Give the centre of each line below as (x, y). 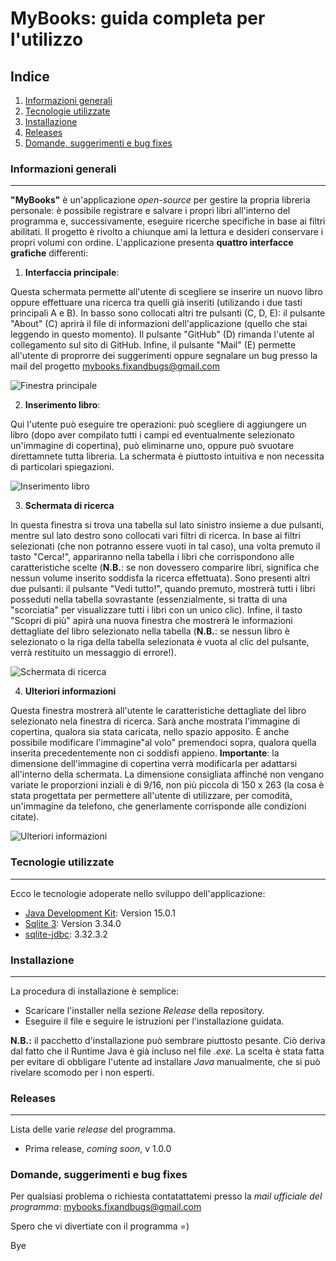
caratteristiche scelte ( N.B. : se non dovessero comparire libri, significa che (165, 568)
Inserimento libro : (62, 405)
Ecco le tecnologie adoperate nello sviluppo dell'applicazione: (138, 893)
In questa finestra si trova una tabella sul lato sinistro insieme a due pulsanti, (167, 525)
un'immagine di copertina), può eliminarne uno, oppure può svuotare (152, 446)
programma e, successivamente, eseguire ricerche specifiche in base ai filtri (168, 221)
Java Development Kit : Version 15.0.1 (100, 913)
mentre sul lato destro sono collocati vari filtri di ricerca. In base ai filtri (155, 536)
